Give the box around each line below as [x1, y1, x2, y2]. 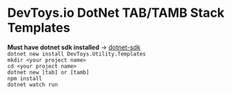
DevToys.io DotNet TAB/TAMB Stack [7, 5, 225, 21]
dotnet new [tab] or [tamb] [7, 69, 90, 76]
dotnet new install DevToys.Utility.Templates [7, 51, 146, 58]
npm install [7, 75, 42, 82]
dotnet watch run [7, 81, 58, 88]
